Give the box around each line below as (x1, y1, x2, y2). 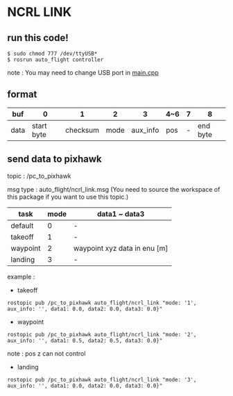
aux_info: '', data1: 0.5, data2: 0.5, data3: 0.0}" (7, 337, 163, 344)
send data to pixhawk (7, 154, 102, 165)
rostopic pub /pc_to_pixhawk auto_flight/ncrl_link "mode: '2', (7, 331, 197, 338)
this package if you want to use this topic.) (7, 192, 129, 201)
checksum (65, 125, 99, 135)
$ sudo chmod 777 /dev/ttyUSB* (7, 50, 98, 57)
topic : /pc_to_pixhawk (7, 172, 71, 180)
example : (7, 272, 35, 281)
